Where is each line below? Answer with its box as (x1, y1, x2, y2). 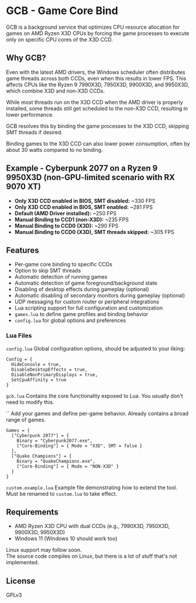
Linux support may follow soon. (6, 547, 82, 554)
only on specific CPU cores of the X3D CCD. (6, 36, 113, 43)
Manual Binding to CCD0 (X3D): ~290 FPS (14, 222, 119, 229)
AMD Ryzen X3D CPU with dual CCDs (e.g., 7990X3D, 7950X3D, (14, 523, 170, 530)
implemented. (6, 559, 39, 566)
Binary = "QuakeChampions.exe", (16, 458, 95, 464)
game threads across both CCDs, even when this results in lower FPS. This (6, 74, 187, 82)
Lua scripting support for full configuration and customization (14, 304, 163, 311)
